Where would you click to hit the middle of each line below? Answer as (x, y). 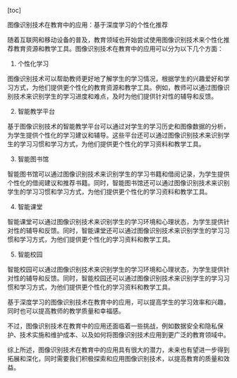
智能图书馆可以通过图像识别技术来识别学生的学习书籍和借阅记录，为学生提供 (119, 174)
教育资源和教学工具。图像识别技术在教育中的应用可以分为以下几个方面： (118, 48)
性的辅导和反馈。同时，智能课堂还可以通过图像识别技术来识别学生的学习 (118, 230)
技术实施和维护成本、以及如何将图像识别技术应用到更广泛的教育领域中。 (124, 335)
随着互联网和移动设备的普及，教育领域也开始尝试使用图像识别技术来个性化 (115, 40)
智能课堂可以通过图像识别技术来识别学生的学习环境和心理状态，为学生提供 (115, 222)
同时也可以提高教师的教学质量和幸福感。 (66, 311)
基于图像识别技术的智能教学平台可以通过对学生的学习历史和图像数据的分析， (119, 126)
